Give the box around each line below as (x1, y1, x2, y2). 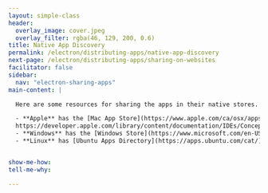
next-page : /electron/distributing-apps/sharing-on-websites (8, 57, 216, 65)
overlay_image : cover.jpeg (15, 26, 105, 34)
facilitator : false (8, 64, 73, 72)
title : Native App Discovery (8, 41, 105, 49)
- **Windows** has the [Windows (15, 129, 124, 138)
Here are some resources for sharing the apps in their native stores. (15, 100, 259, 108)
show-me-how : (8, 158, 52, 166)
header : (8, 19, 34, 27)
